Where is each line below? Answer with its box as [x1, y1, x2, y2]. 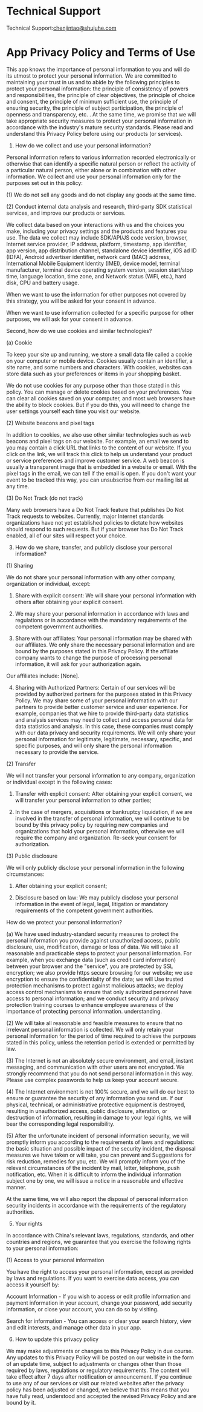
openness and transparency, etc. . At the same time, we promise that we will [6, 110, 196, 118]
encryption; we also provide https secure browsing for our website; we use [6, 969, 193, 976]
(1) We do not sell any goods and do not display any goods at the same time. [6, 191, 196, 198]
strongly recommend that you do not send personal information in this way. [6, 1069, 193, 1077]
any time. [6, 482, 30, 489]
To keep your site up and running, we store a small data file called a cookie [6, 351, 192, 358]
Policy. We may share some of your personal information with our [14, 696, 178, 704]
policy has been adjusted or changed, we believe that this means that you [6, 1386, 190, 1393]
